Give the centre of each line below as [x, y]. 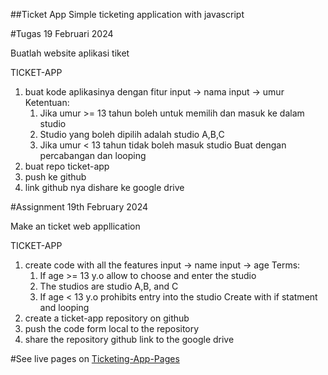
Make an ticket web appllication [75, 226]
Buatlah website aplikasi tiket [70, 53]
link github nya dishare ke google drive [104, 187]
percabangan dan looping [93, 155]
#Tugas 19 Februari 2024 [62, 33]
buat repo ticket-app [67, 166]
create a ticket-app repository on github [107, 318]
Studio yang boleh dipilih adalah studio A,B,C [132, 134]
